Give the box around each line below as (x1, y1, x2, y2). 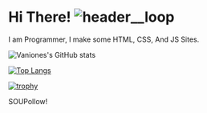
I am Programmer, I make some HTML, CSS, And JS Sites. (8, 34, 200, 44)
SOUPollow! (8, 96, 48, 106)
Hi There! (8, 8, 71, 26)
